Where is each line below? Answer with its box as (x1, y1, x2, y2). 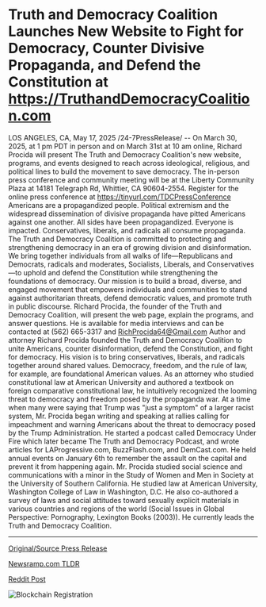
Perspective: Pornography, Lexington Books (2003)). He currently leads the (8, 512, 255, 521)
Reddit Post (8, 574, 46, 584)
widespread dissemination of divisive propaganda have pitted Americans (8, 209, 246, 218)
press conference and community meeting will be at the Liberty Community (8, 175, 255, 184)
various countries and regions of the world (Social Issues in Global (8, 504, 225, 513)
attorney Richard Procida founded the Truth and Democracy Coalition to (8, 335, 243, 344)
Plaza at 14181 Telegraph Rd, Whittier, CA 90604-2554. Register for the (8, 183, 239, 193)
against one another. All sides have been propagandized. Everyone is (8, 217, 234, 227)
